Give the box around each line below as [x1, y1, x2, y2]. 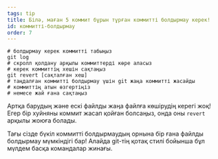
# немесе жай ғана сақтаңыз [7, 90, 88, 97]
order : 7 [7, 29, 32, 36]
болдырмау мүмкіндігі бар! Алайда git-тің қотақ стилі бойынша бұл [7, 137, 205, 145]
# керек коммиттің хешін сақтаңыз [7, 66, 107, 73]
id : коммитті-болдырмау [7, 23, 76, 29]
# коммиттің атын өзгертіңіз [7, 84, 91, 91]
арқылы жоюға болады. [7, 117, 77, 125]
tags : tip [7, 10, 36, 17]
